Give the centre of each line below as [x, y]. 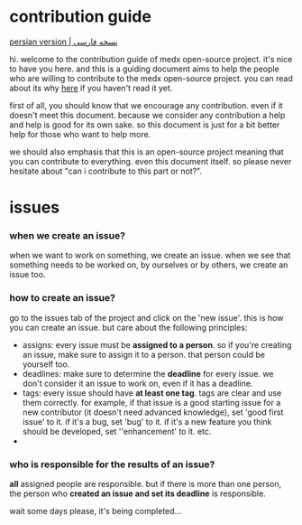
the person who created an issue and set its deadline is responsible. [137, 493]
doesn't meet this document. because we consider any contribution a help [147, 115]
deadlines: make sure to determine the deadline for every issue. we [148, 373]
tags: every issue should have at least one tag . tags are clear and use [152, 393]
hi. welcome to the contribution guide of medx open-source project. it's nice [151, 59]
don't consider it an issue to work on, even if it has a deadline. [137, 383]
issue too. [27, 275]
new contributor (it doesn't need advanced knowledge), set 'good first [153, 412]
